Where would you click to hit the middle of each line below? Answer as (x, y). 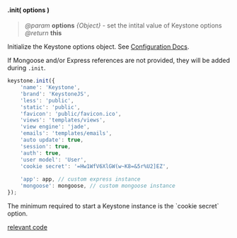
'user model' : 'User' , (53, 160)
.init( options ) (28, 10)
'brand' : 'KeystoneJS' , (55, 94)
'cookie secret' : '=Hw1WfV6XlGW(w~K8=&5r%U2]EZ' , (95, 166)
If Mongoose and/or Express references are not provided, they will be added (119, 61)
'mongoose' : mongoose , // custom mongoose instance (98, 186)
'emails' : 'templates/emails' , (66, 133)
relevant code (28, 227)
